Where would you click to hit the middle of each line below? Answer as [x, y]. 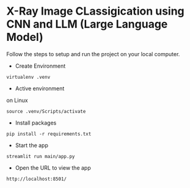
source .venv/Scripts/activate [46, 111]
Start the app [32, 145]
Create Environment [40, 66]
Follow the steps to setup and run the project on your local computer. [93, 54]
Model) [25, 37]
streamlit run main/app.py [41, 156]
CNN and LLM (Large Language [87, 24]
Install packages [36, 123]
